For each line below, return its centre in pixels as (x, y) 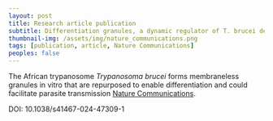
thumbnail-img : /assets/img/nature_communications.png (103, 38)
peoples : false (34, 53)
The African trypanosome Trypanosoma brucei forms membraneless (124, 76)
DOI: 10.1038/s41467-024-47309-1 (67, 109)
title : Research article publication (72, 23)
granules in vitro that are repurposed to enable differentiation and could (128, 85)
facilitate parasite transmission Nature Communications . (102, 93)
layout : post (30, 16)
